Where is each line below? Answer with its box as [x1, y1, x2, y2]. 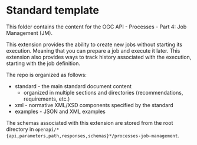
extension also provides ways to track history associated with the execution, [6, 53, 192, 60]
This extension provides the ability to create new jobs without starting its [6, 41, 183, 48]
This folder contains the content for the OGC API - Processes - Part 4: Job [6, 23, 187, 30]
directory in [6, 125, 34, 133]
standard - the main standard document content [14, 82, 132, 89]
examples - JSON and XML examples [14, 108, 106, 115]
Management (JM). [6, 29, 53, 36]
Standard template [6, 4, 99, 17]
